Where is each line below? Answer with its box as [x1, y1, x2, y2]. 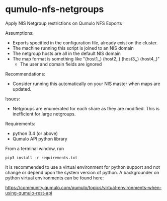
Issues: [5, 96, 20, 102]
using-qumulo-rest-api [5, 190, 53, 196]
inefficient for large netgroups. [12, 111, 76, 117]
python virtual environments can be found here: [5, 175, 104, 181]
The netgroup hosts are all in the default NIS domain [12, 50, 121, 56]
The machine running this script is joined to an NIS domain [12, 45, 134, 51]
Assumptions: [5, 30, 34, 36]
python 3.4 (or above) [12, 130, 58, 137]
